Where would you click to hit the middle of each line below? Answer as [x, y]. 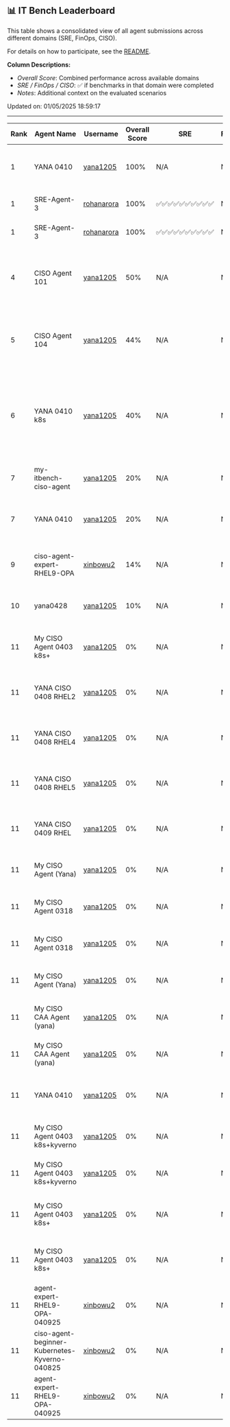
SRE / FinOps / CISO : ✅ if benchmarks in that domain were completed [115, 85]
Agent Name [55, 134]
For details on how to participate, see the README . [79, 51]
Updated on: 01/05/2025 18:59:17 [54, 106]
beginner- [51, 1342]
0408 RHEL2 [55, 696]
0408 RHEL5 [55, 787]
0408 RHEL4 [55, 742]
